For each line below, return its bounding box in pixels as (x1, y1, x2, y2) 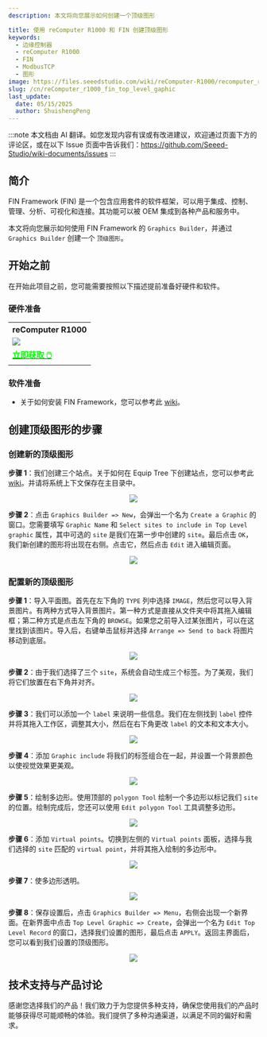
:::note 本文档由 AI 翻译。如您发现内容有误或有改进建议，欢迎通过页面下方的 (8, 130, 257, 140)
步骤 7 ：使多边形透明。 (8, 876, 84, 886)
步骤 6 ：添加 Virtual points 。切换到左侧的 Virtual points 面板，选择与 (8, 834, 246, 844)
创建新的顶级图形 (8, 448, 74, 459)
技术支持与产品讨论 (8, 978, 103, 992)
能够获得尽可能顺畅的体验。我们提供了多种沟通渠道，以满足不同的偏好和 (8, 1011, 245, 1020)
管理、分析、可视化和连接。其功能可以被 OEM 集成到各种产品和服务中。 (8, 206, 244, 215)
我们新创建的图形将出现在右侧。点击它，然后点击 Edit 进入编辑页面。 (8, 540, 236, 549)
